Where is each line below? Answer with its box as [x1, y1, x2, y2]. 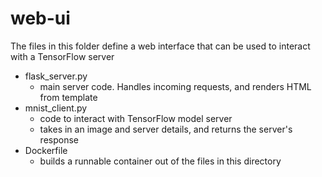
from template [39, 91, 98, 103]
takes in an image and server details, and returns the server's [39, 123, 293, 135]
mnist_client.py [24, 102, 88, 114]
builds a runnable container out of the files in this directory [39, 155, 282, 167]
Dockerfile [24, 144, 68, 156]
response [39, 133, 79, 146]
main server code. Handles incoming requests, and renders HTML [39, 80, 312, 92]
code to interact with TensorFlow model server [39, 112, 233, 124]
